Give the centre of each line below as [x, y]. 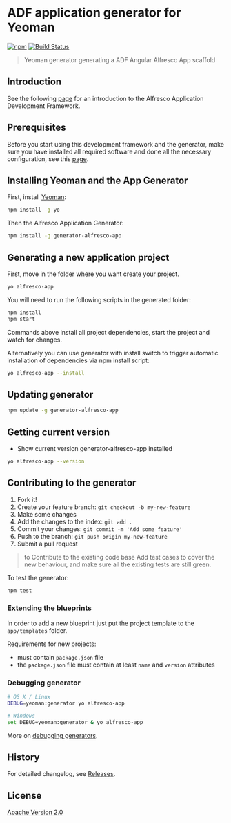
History [23, 757]
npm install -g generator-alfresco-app [64, 236]
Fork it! [27, 499]
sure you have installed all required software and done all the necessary [109, 151]
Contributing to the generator [72, 483]
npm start [21, 319]
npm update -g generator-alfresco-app [63, 410]
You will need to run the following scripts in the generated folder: [99, 299]
